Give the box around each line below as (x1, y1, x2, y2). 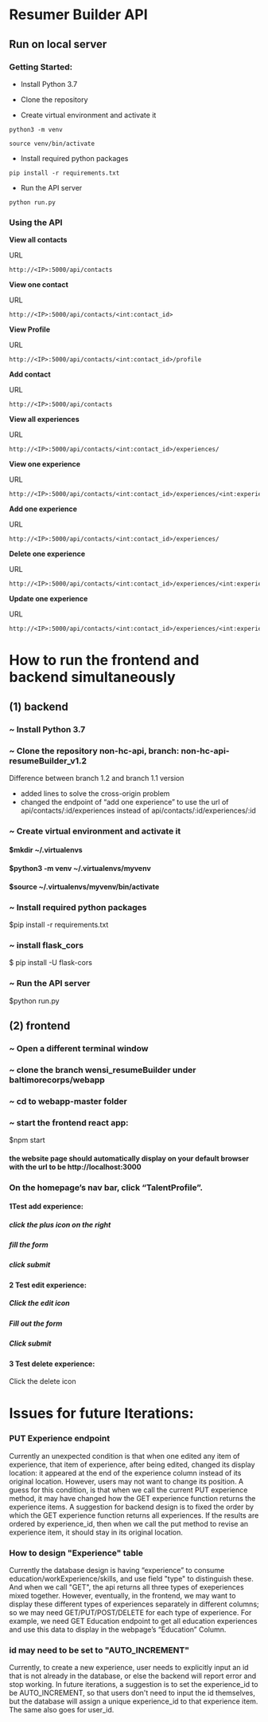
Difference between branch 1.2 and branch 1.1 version (9, 773, 184, 782)
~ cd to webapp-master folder (9, 1095, 128, 1106)
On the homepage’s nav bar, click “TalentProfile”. (9, 1182, 204, 1193)
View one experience (9, 459, 81, 469)
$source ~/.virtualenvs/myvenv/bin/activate (9, 881, 160, 891)
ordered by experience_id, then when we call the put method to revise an (9, 1519, 249, 1528)
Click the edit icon (9, 1298, 70, 1308)
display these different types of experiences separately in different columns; (9, 1599, 259, 1609)
